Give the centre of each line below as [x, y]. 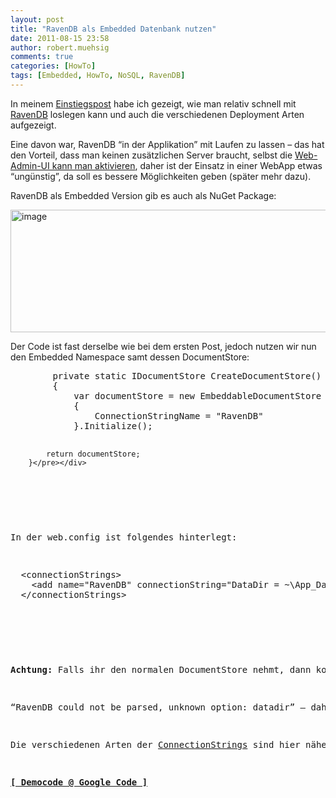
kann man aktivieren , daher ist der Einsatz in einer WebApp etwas [187, 165]
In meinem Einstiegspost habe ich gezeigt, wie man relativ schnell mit [153, 103]
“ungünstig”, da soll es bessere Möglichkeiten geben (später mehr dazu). [161, 176]
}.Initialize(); [113, 425]
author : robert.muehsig [60, 47]
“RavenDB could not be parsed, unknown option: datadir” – [158, 707]
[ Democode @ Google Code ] [79, 782]
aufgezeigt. [33, 125]
